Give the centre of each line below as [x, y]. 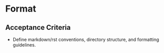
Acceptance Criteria [38, 28]
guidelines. [24, 45]
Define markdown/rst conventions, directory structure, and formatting [86, 39]
